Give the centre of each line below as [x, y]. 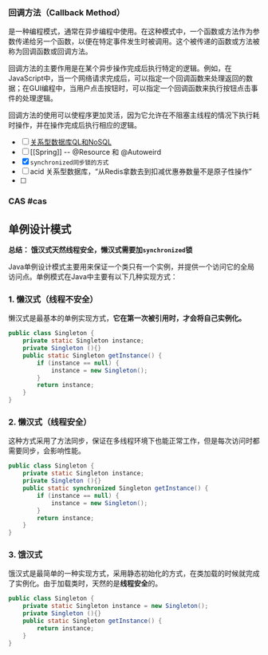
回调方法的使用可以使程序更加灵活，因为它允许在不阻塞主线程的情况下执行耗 [134, 115]
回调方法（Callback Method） [67, 12]
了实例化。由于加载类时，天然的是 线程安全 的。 [85, 583]
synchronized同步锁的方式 [69, 163]
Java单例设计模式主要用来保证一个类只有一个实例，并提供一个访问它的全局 [132, 267]
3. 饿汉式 [26, 554]
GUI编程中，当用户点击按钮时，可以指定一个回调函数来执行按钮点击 [140, 89]
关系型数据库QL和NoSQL [71, 142]
